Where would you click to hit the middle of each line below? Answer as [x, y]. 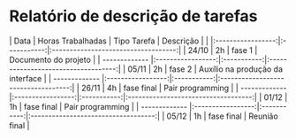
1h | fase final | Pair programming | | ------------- [99, 106]
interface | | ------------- [54, 78]
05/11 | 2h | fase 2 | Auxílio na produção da [205, 69]
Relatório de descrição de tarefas [133, 16]
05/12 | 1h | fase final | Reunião [222, 116]
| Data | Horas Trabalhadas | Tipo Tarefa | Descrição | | [109, 41]
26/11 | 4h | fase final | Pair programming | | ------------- [184, 88]
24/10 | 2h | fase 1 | [223, 50]
